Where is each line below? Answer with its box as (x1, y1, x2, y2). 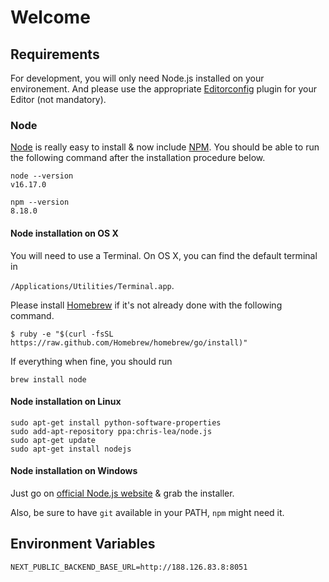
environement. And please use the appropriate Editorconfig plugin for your (10, 83, 317, 95)
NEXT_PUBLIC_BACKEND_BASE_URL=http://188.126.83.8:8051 (10, 562, 248, 572)
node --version (10, 171, 74, 181)
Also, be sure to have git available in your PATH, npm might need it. (10, 506, 285, 518)
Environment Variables (10, 536, 156, 553)
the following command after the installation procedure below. (10, 152, 266, 164)
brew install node (10, 374, 87, 385)
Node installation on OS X (10, 227, 119, 239)
